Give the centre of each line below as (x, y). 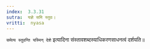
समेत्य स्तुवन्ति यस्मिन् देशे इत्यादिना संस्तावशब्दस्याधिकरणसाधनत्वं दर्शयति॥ (76, 40)
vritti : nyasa (25, 23)
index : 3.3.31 (25, 12)
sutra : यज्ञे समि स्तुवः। (31, 17)
